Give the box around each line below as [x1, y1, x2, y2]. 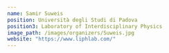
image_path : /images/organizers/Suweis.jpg [7, 29, 135, 36]
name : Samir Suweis [7, 10, 64, 17]
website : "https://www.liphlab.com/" [7, 36, 116, 43]
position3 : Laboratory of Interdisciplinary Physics [7, 23, 163, 30]
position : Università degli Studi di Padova [7, 17, 138, 23]
